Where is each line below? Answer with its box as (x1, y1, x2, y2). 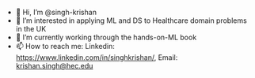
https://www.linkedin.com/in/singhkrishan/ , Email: (15, 53, 178, 62)
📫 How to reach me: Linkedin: (15, 42, 115, 50)
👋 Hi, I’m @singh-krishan (15, 8, 97, 17)
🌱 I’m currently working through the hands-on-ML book (15, 32, 197, 42)
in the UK (15, 24, 47, 33)
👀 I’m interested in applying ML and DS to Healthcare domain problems (15, 16, 247, 25)
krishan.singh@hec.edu (15, 61, 93, 70)
